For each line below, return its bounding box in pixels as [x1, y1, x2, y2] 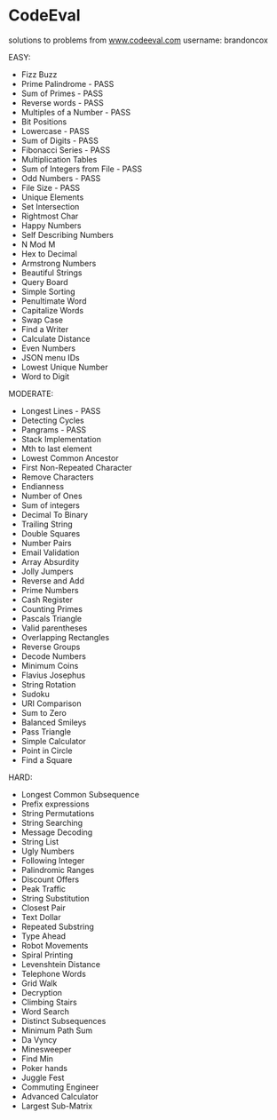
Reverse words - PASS [20, 97, 104, 107]
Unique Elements [20, 192, 84, 203]
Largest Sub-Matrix [20, 1100, 93, 1111]
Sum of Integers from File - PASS [20, 163, 143, 174]
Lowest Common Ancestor [20, 452, 119, 463]
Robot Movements [20, 940, 89, 950]
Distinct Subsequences [20, 1015, 107, 1026]
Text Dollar [20, 911, 61, 922]
